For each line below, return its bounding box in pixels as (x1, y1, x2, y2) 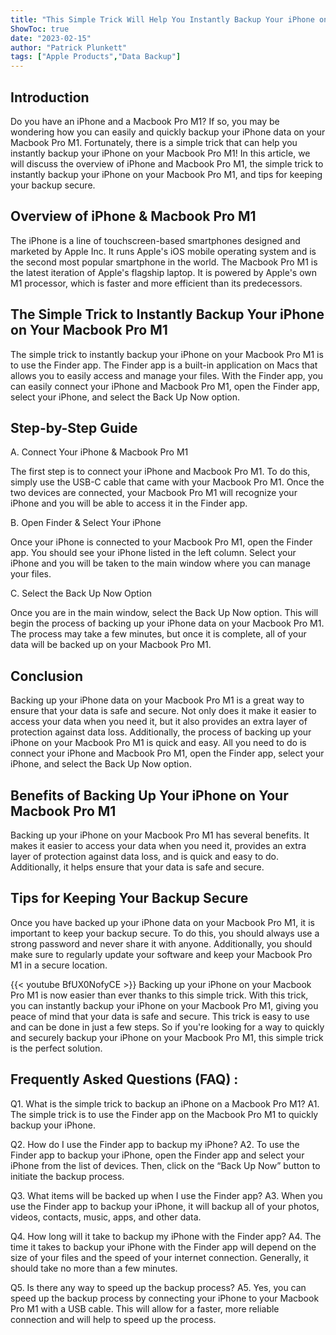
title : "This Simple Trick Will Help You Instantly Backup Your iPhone (10, 14, 315, 25)
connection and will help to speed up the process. (10, 1313, 217, 1325)
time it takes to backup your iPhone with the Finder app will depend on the (10, 1241, 317, 1253)
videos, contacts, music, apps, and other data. (10, 1211, 202, 1223)
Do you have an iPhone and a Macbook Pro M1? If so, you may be (10, 115, 280, 127)
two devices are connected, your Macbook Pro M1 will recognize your (10, 487, 298, 499)
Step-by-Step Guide (10, 419, 138, 436)
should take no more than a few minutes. (10, 1262, 178, 1274)
